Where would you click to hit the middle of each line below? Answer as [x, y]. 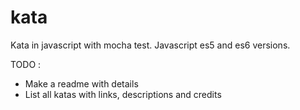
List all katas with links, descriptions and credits [123, 94]
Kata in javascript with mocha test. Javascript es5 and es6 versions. [150, 45]
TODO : [26, 64]
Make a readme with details [81, 83]
